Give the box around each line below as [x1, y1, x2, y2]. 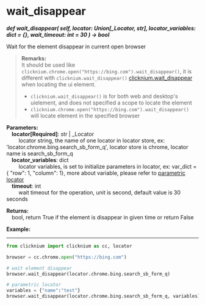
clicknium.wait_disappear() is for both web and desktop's [30, 92, 178, 100]
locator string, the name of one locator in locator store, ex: [18, 136, 165, 144]
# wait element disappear [6, 265, 72, 271]
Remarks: [21, 54, 47, 62]
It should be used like [21, 61, 75, 68]
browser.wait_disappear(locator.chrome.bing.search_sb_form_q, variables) [6, 293, 201, 299]
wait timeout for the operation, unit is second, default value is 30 [18, 188, 181, 196]
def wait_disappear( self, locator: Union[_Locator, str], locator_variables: [6, 24, 196, 32]
